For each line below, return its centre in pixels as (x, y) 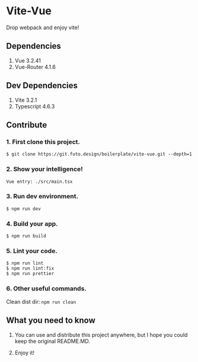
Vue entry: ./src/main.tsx (39, 182)
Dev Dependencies (42, 85)
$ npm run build (26, 236)
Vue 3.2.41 (28, 60)
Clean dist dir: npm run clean (41, 301)
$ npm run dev (24, 209)
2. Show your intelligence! (44, 169)
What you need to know (51, 321)
